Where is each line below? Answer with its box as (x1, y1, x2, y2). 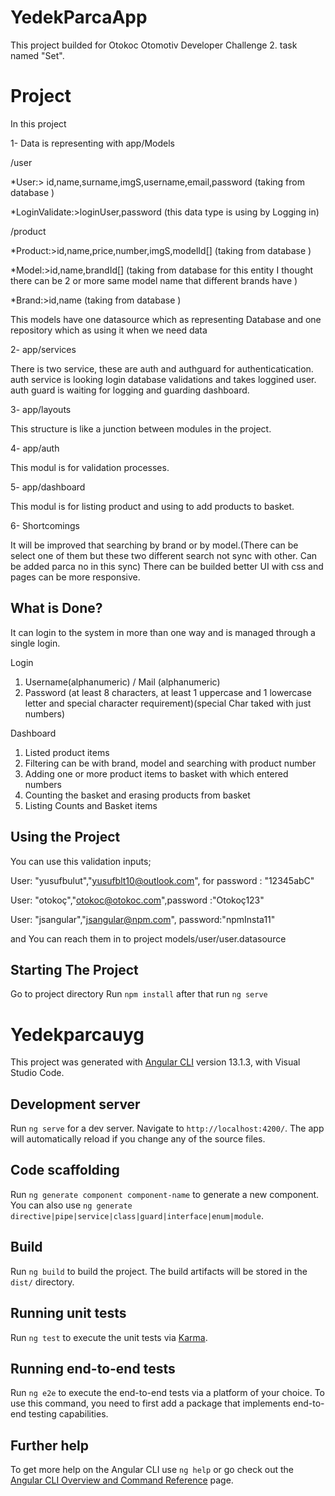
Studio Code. (10, 1067, 65, 1079)
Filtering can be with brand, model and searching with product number (24, 757, 317, 769)
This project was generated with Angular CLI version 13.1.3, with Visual (10, 1056, 301, 1068)
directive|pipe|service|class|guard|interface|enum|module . (10, 1209, 264, 1221)
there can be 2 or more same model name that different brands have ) (10, 274, 298, 286)
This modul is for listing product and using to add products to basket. (10, 500, 295, 512)
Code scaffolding (10, 1162, 120, 1179)
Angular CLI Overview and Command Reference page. (10, 1474, 234, 1486)
